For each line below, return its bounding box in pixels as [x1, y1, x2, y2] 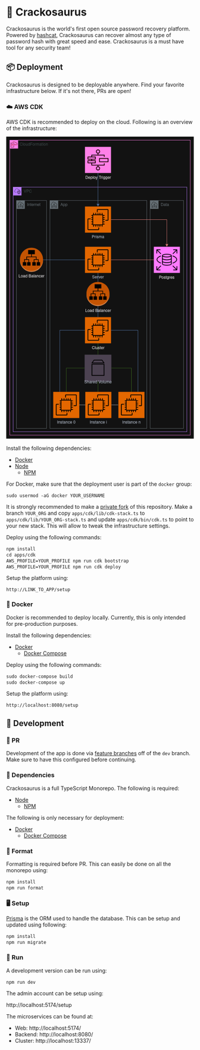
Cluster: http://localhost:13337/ [14, 1037, 91, 1044]
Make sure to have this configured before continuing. [6, 756, 137, 763]
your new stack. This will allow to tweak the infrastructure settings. [6, 522, 170, 529]
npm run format [6, 885, 44, 891]
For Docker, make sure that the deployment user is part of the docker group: [6, 480, 192, 487]
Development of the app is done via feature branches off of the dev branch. [6, 750, 190, 757]
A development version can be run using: [6, 966, 107, 974]
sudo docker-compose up [6, 680, 65, 685]
